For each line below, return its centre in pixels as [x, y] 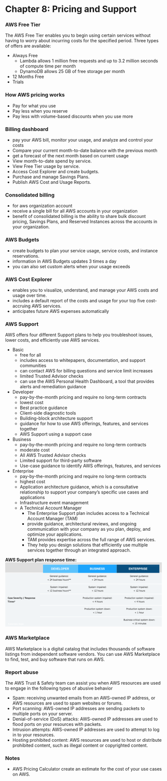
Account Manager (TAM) [52, 519]
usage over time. [30, 295]
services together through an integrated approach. [79, 550]
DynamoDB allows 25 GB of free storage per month [72, 71]
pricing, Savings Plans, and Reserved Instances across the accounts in [85, 221]
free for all [30, 355]
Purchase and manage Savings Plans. [51, 177]
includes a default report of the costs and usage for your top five [79, 300]
